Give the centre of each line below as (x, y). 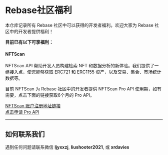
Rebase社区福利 (39, 10)
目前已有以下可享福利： (29, 42)
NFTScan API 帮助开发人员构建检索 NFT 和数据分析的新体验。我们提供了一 (82, 66)
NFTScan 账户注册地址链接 (33, 106)
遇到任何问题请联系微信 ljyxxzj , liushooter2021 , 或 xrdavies (67, 147)
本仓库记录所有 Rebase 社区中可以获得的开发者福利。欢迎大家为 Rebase (79, 25)
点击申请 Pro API (22, 112)
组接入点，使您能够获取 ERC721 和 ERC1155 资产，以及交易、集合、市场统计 (83, 72)
